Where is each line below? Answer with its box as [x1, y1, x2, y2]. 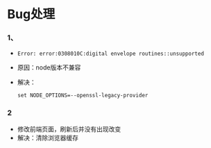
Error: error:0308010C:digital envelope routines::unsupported [17, 50, 205, 58]
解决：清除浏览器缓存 [17, 133, 78, 142]
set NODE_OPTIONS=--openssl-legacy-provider [17, 92, 149, 99]
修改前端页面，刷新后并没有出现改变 [17, 124, 121, 133]
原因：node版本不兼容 [17, 63, 81, 72]
